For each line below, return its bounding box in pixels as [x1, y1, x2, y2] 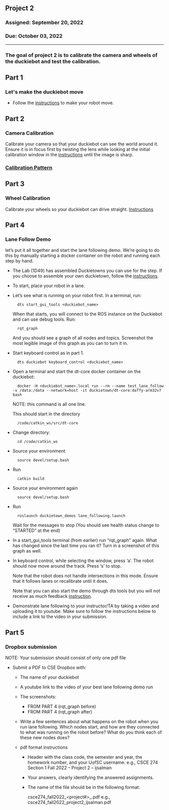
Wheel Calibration [5, 195, 50, 202]
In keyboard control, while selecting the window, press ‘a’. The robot [12, 558, 154, 564]
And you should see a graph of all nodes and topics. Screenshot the [12, 335, 153, 341]
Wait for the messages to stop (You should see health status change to [12, 522, 159, 528]
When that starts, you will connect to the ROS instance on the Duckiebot [12, 311, 162, 317]
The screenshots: [20, 693, 56, 699]
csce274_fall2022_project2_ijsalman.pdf [27, 799, 112, 805]
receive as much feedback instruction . [12, 593, 92, 599]
